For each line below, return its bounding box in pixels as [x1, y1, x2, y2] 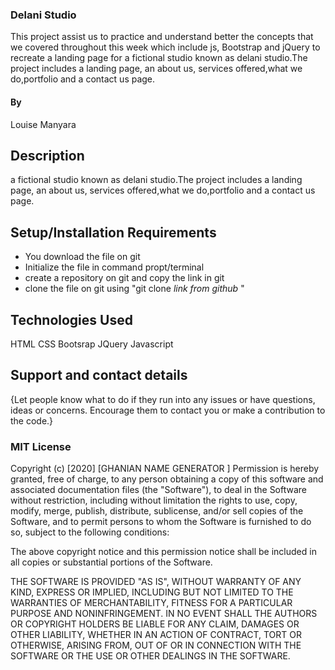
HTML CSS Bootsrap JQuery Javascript [10, 338, 174, 350]
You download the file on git [24, 251, 141, 263]
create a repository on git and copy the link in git [24, 272, 225, 284]
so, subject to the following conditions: [10, 526, 170, 538]
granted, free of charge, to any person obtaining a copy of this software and [10, 473, 324, 485]
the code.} [10, 414, 54, 427]
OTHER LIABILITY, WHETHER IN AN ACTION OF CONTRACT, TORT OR [10, 629, 302, 641]
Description [10, 147, 85, 164]
